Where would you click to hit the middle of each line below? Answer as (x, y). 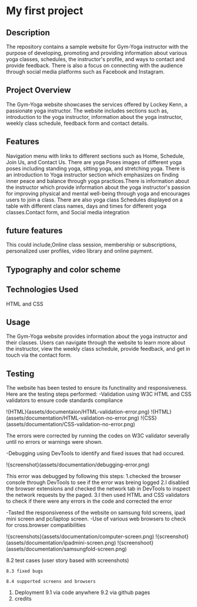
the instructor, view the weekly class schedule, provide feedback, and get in (98, 349)
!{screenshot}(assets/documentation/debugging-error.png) (78, 465)
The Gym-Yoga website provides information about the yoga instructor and (97, 336)
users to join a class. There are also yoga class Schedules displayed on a (95, 200)
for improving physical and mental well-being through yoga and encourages (98, 193)
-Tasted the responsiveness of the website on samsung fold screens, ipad (96, 513)
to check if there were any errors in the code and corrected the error (89, 501)
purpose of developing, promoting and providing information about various (97, 53)
